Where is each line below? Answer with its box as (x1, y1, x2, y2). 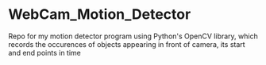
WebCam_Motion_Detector (8, 5, 191, 23)
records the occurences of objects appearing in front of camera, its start (8, 39, 245, 49)
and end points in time (8, 48, 81, 57)
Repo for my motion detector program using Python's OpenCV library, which (8, 31, 258, 41)
